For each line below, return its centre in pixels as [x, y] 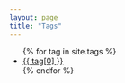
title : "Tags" [36, 26]
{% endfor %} [48, 70]
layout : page [34, 17]
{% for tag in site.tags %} [69, 51]
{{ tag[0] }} [43, 61]
